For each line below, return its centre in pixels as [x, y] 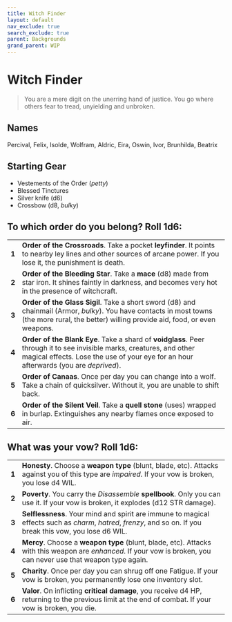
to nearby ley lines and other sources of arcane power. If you [120, 254]
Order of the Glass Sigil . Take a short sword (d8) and [109, 303]
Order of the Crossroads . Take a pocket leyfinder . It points [118, 245]
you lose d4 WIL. [49, 483]
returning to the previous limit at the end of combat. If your [117, 600]
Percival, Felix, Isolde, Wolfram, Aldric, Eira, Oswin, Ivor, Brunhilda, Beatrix [113, 144]
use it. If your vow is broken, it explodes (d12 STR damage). [119, 503]
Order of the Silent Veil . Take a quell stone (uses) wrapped [119, 405]
